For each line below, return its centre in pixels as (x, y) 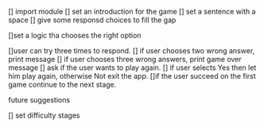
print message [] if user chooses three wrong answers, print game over (125, 59)
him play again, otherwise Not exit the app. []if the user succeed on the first (132, 76)
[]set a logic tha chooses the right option (75, 35)
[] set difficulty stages (44, 115)
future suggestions (39, 100)
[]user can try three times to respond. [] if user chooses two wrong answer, (132, 50)
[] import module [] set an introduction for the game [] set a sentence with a (132, 12)
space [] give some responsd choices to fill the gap (92, 20)
